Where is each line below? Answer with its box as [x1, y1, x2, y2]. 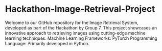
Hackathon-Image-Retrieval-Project [5, 3, 155, 15]
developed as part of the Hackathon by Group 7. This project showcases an [5, 25, 157, 30]
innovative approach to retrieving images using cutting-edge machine [5, 30, 146, 36]
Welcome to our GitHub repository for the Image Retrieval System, [5, 20, 139, 25]
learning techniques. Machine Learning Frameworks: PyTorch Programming [5, 35, 158, 41]
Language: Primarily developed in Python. [5, 40, 90, 46]
